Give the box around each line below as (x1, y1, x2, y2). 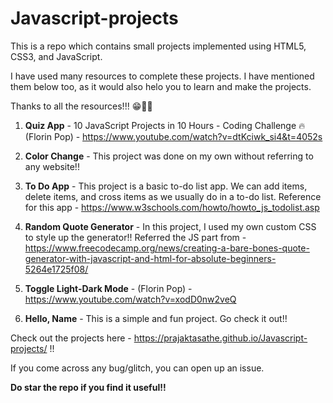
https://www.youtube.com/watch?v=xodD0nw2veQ (24, 293, 237, 305)
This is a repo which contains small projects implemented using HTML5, (10, 40, 307, 52)
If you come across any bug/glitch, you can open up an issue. (10, 362, 265, 374)
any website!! (24, 160, 80, 172)
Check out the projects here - (10, 332, 132, 344)
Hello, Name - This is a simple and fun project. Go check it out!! (24, 312, 288, 324)
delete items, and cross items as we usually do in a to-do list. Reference (24, 190, 322, 202)
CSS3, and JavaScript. (10, 50, 103, 62)
